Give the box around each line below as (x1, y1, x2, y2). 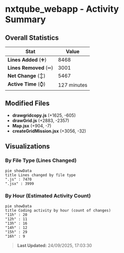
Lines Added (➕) (7, 57, 47, 63)
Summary (5, 14, 46, 25)
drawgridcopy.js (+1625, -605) (12, 112, 76, 118)
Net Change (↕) (7, 72, 46, 79)
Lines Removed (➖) (7, 64, 53, 71)
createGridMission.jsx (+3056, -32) (12, 128, 86, 134)
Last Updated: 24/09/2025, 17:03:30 (17, 242, 92, 248)
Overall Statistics (5, 33, 59, 42)
